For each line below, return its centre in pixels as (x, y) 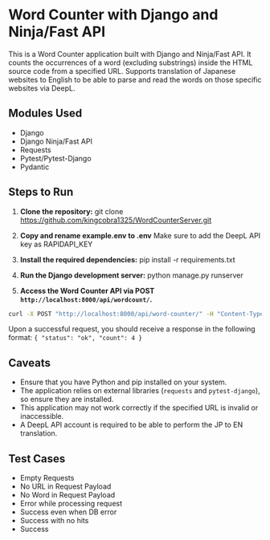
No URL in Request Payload (65, 486)
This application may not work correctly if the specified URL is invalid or (139, 408)
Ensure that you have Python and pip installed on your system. (123, 382)
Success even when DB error (68, 512)
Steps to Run (41, 192)
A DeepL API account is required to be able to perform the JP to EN (131, 425)
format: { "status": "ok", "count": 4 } (76, 338)
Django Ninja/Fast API (56, 141)
